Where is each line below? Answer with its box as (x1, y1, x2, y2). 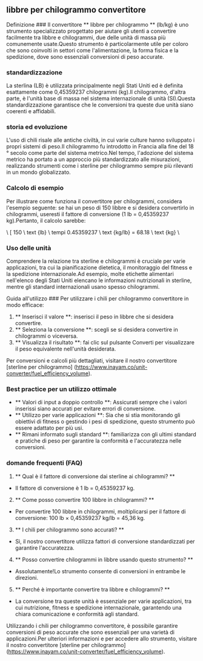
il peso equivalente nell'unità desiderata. (15, 345, 116, 352)
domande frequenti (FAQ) (6, 459, 83, 467)
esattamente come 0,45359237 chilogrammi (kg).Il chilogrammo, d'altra (6, 88, 186, 96)
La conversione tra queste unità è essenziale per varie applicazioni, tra (15, 597, 192, 605)
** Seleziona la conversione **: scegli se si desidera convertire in (15, 326, 178, 333)
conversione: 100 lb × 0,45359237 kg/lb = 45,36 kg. (15, 514, 145, 521)
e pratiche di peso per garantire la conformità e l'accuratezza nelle (15, 437, 182, 444)
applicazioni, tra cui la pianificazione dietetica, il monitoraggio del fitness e (6, 264, 193, 271)
